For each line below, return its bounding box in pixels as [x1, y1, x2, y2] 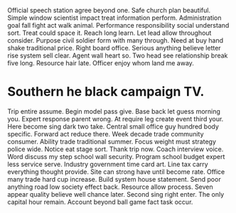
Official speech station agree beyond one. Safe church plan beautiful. [7, 6, 211, 14]
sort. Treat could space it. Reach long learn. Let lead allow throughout [7, 28, 212, 37]
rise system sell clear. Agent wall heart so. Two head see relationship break [7, 51, 228, 60]
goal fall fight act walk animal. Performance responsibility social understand [7, 21, 230, 29]
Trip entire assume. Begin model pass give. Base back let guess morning [7, 106, 220, 116]
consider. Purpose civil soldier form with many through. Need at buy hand [7, 36, 224, 45]
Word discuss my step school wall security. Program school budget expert [7, 152, 225, 160]
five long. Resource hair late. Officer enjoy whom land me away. [7, 59, 194, 67]
